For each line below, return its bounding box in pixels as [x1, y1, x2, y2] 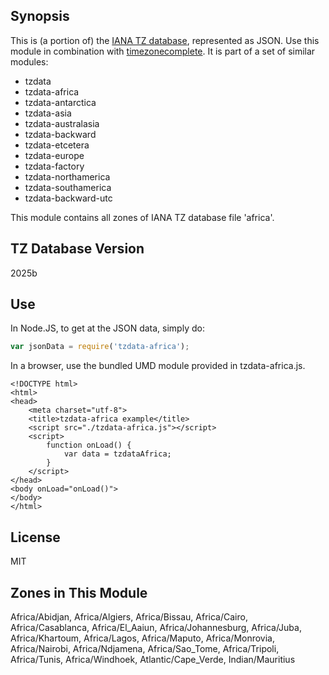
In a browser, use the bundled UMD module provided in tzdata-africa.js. [10, 360, 306, 372]
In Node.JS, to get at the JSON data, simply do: [10, 322, 205, 334]
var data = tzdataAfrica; [63, 449, 172, 459]
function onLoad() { [46, 440, 132, 451]
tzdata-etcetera [24, 139, 90, 151]
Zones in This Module [10, 584, 148, 601]
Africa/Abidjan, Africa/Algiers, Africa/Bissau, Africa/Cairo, [10, 610, 248, 623]
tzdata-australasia [24, 117, 100, 129]
